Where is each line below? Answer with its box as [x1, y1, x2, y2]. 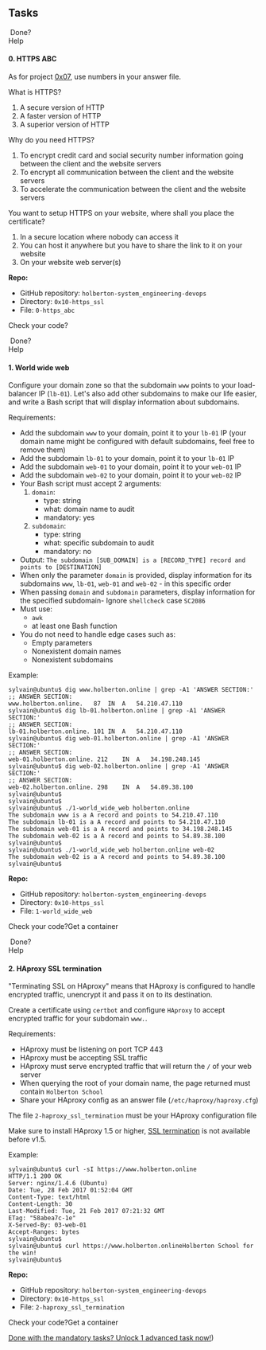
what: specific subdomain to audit [43, 538, 155, 548]
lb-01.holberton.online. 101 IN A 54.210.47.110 [8, 728, 183, 735]
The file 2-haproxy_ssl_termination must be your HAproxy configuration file [8, 1110, 257, 1121]
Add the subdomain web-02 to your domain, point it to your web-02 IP [19, 470, 242, 480]
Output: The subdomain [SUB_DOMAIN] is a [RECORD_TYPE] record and [19, 555, 246, 564]
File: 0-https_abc [19, 306, 75, 315]
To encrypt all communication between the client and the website [19, 167, 234, 178]
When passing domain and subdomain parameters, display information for [19, 587, 256, 597]
